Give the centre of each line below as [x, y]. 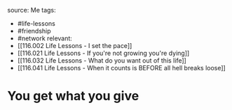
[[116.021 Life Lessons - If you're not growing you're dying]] [103, 53]
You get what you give [73, 96]
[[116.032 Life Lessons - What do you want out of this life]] [102, 61]
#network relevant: [45, 38]
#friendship [34, 31]
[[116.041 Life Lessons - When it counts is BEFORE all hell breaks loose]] [121, 68]
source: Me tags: [32, 10]
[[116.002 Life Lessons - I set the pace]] [75, 46]
